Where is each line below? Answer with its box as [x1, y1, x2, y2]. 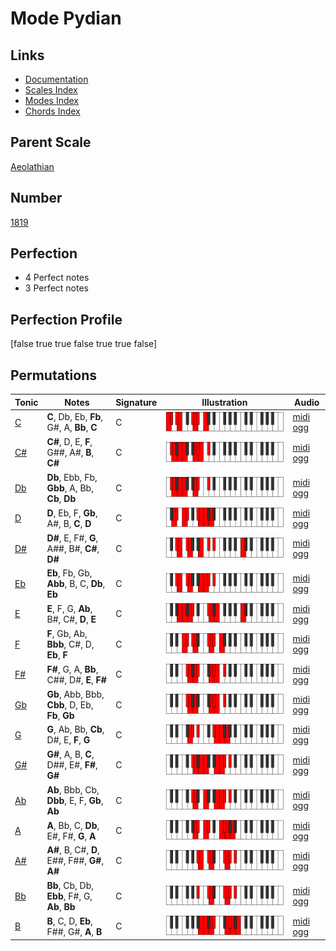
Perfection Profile [10, 311, 123, 328]
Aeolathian [10, 160, 55, 172]
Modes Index [24, 95, 79, 106]
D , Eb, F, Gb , [46, 507, 98, 519]
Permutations [10, 367, 97, 384]
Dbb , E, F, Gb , [46, 794, 104, 806]
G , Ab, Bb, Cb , [46, 723, 105, 736]
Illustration [201, 396, 248, 408]
